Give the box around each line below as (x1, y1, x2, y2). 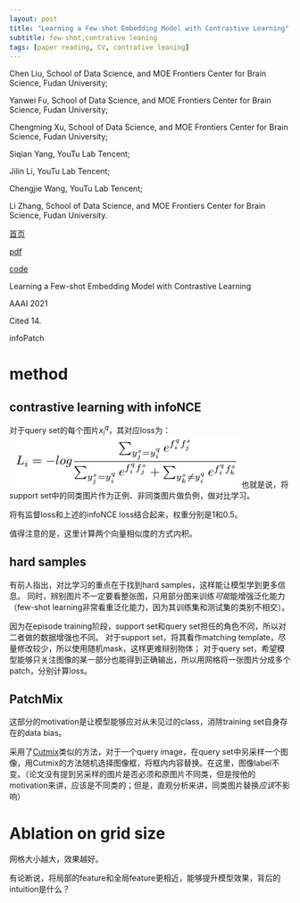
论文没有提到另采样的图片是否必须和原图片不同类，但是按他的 (28, 769, 256, 780)
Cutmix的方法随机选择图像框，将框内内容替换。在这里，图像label (32, 757, 272, 768)
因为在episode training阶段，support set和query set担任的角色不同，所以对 (9, 621, 287, 631)
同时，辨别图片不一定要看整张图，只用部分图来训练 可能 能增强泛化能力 (26, 590, 286, 601)
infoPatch (9, 333, 45, 344)
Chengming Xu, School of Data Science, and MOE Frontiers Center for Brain (9, 121, 288, 133)
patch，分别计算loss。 (9, 665, 92, 676)
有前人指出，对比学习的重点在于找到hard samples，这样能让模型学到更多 (9, 579, 279, 589)
